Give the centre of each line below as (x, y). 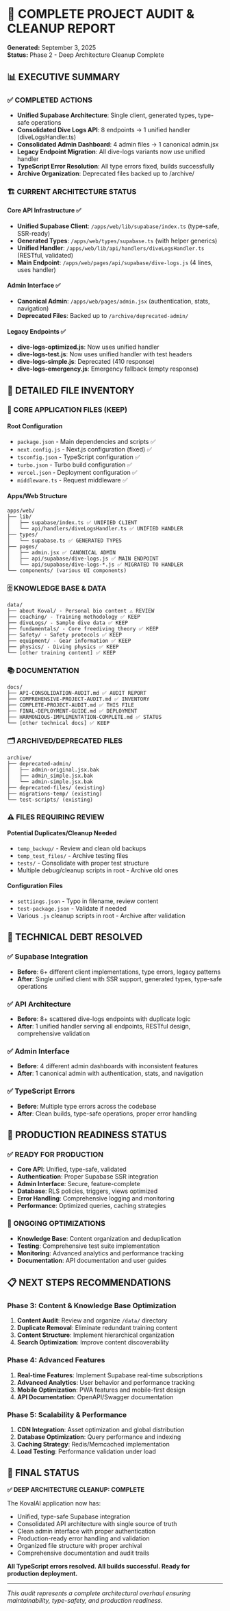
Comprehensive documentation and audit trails (83, 1553)
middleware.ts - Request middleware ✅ (72, 480)
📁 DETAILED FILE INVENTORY (71, 390)
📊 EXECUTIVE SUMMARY (64, 77)
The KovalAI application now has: (54, 1503)
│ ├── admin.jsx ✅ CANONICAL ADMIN (62, 552)
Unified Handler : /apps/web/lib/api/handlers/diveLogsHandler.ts (111, 248)
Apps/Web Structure (37, 496)
